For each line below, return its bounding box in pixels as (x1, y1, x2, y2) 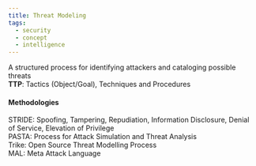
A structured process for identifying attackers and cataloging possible (8, 62, 236, 72)
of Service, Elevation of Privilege (8, 123, 115, 133)
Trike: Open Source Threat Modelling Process (8, 140, 157, 150)
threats (8, 71, 32, 81)
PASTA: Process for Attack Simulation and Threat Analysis (8, 132, 198, 141)
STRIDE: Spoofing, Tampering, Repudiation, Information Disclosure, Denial (8, 115, 250, 125)
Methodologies (8, 97, 59, 107)
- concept (15, 33, 47, 42)
